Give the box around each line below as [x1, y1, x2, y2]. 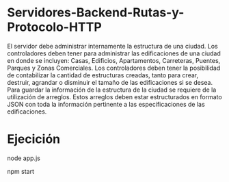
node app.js [7, 154, 41, 162]
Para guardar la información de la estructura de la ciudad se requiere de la [7, 86, 217, 94]
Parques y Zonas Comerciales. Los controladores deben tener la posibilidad [7, 64, 221, 72]
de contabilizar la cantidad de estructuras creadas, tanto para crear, [7, 70, 199, 79]
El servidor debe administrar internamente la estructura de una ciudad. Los [7, 42, 218, 50]
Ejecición [7, 131, 61, 147]
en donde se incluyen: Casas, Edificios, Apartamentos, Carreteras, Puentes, [7, 56, 221, 64]
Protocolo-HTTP [7, 19, 103, 35]
